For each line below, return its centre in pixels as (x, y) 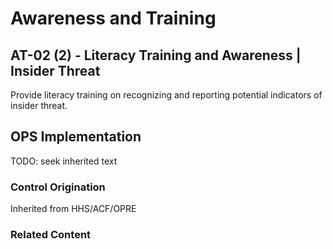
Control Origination (58, 187)
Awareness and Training (113, 18)
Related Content (51, 235)
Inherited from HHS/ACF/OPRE (73, 209)
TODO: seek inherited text (64, 161)
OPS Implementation (76, 137)
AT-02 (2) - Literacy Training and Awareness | (156, 55)
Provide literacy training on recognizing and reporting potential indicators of (166, 95)
